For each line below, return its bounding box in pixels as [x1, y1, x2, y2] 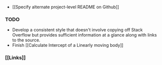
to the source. [12, 37, 40, 43]
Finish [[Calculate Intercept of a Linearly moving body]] [12, 42, 123, 48]
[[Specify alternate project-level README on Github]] [12, 4, 120, 10]
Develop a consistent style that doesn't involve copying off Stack [12, 27, 143, 33]
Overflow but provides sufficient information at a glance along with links [12, 32, 157, 38]
